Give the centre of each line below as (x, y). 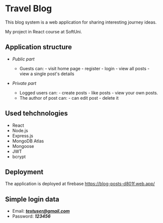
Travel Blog (29, 9)
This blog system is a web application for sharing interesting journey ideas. (81, 22)
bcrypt (19, 156)
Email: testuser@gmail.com (41, 211)
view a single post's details (47, 74)
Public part (23, 59)
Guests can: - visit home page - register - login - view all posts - (84, 68)
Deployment (24, 172)
